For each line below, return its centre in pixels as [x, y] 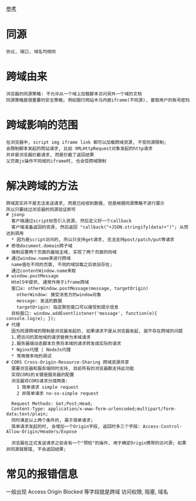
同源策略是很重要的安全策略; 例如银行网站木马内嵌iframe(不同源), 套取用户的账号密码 [98, 100]
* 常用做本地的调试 [31, 356]
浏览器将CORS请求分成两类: [40, 381]
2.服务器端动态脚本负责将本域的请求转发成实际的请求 [66, 343]
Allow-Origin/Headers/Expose [42, 431]
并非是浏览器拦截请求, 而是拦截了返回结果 [50, 154]
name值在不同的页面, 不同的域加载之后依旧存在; [62, 264]
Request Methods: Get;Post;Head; [52, 404]
